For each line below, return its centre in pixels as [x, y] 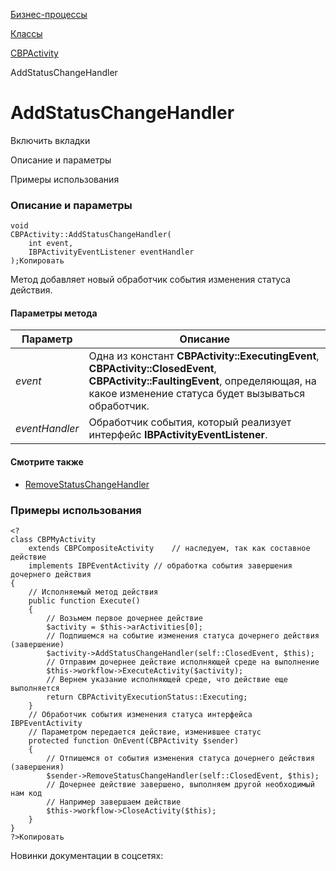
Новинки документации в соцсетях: [87, 855]
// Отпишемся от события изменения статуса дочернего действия [180, 758]
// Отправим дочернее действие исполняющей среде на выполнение [183, 662]
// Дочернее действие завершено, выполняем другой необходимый [180, 784]
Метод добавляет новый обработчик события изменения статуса [150, 280]
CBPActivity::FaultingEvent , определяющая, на [202, 381]
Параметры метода [54, 313]
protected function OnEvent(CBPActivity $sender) [134, 740]
